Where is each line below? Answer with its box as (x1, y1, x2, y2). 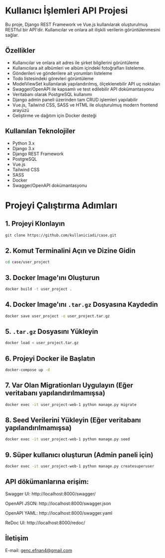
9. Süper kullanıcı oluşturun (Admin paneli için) (5, 451, 154, 459)
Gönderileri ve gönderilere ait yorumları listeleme (12, 70, 113, 76)
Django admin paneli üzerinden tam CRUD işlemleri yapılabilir (12, 96, 138, 102)
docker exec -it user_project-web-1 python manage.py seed (5, 437, 130, 442)
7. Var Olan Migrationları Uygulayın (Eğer (5, 381, 133, 390)
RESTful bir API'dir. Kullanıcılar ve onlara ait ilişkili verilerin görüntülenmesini (5, 26, 161, 32)
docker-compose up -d (5, 368, 50, 372)
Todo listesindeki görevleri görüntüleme (12, 75, 94, 82)
